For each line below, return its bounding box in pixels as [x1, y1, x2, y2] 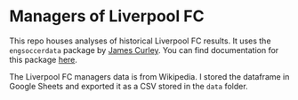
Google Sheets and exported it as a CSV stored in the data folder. [9, 81, 248, 91]
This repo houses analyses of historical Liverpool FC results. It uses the [9, 35, 271, 46]
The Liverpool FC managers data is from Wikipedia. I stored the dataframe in [9, 71, 290, 81]
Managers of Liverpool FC [9, 6, 205, 27]
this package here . [9, 54, 78, 65]
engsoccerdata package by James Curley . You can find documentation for [9, 44, 279, 55]
